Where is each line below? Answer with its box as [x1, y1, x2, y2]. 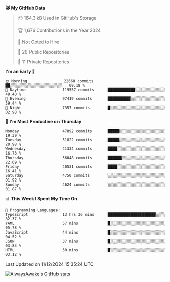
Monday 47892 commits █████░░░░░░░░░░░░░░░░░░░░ [5, 129, 165, 134]
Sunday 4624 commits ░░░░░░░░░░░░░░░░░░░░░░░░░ [5, 182, 165, 187]
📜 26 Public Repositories [17, 49, 70, 55]
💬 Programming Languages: [5, 208, 60, 213]
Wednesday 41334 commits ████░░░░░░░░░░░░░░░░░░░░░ [5, 146, 165, 151]
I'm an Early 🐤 [5, 69, 35, 74]
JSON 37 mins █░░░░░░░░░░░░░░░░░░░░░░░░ [5, 239, 165, 244]
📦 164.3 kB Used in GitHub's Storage [17, 15, 97, 21]
